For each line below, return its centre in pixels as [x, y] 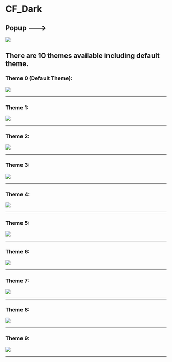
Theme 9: [17, 338]
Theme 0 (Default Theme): [39, 78]
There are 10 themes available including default [82, 56]
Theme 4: [17, 194]
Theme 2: [17, 136]
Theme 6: [17, 252]
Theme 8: [17, 309]
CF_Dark [24, 9]
